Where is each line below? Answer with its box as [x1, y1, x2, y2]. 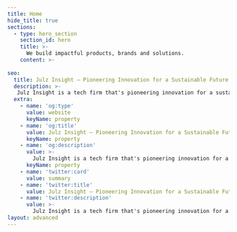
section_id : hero [20, 37, 71, 44]
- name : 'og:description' [20, 142, 97, 149]
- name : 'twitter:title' [20, 181, 93, 188]
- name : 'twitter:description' [20, 195, 112, 202]
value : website [25, 109, 71, 116]
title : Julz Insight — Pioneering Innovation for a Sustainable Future [13, 76, 229, 83]
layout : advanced [7, 214, 59, 221]
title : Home [7, 10, 42, 18]
